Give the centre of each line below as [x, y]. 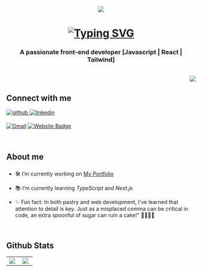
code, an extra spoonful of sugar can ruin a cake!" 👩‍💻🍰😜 [85, 215]
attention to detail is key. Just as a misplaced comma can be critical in [101, 209]
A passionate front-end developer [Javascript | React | [101, 52]
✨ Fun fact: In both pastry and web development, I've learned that [96, 202]
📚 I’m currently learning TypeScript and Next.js [74, 188]
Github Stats [30, 246]
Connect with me [39, 98]
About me [25, 157]
